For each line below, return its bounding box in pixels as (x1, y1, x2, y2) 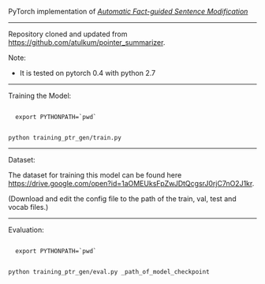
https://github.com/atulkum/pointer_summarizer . (8, 38, 166, 47)
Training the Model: (8, 91, 72, 100)
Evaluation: (8, 225, 45, 234)
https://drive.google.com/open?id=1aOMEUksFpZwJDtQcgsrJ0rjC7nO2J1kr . (8, 179, 255, 188)
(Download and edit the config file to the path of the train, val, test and (8, 194, 237, 204)
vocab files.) (8, 203, 49, 211)
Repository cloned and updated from (8, 29, 128, 39)
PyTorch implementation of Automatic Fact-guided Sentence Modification (8, 7, 248, 16)
